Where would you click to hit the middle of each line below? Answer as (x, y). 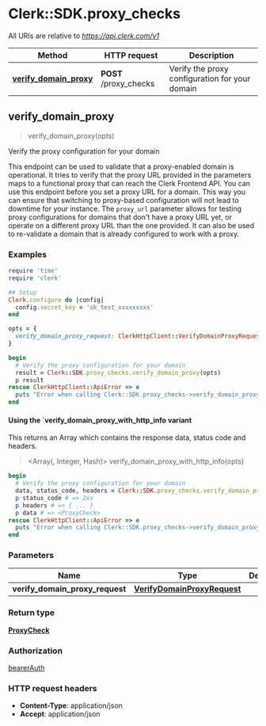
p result (30, 380)
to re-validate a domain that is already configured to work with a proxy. (124, 234)
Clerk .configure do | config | (56, 300)
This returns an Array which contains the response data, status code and (127, 438)
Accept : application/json (60, 714)
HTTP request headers (53, 688)
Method (53, 55)
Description (211, 55)
